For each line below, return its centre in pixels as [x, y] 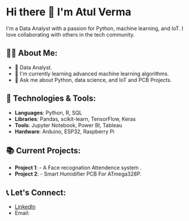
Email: [22, 213]
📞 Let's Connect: [36, 192]
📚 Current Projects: [44, 151]
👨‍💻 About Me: [32, 53]
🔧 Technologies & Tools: [51, 99]
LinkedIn [25, 207]
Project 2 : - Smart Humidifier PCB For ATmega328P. [78, 174]
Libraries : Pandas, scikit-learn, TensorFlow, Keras [75, 119]
